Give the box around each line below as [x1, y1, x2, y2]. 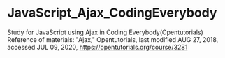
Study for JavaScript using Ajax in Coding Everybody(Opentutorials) [7, 28, 204, 36]
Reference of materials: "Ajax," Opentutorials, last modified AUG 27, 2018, [7, 35, 219, 43]
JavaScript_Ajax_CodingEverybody [7, 5, 217, 21]
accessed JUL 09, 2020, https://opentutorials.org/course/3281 [7, 43, 188, 51]
